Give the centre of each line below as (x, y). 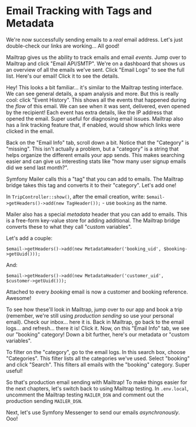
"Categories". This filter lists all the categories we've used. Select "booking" (98, 358)
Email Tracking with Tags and (79, 11)
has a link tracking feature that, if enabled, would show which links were (93, 125)
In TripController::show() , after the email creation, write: (76, 196)
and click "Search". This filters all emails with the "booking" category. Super (98, 364)
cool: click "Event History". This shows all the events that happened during (96, 100)
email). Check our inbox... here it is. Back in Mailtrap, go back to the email (95, 322)
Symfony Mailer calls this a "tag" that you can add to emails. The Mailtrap (95, 179)
